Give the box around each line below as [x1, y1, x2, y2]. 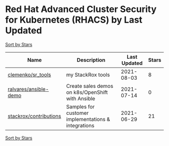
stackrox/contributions [8, 112, 61, 119]
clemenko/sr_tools [8, 71, 51, 78]
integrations [66, 122, 95, 129]
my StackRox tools [66, 71, 110, 78]
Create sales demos [66, 82, 114, 89]
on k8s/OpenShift [66, 89, 108, 96]
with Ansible [66, 95, 96, 102]
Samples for [66, 103, 95, 110]
